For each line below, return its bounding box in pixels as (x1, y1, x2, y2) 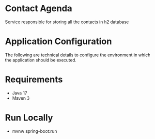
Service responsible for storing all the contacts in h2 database (5, 19, 129, 25)
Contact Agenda (5, 3, 73, 14)
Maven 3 (12, 95, 30, 101)
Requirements (5, 74, 63, 85)
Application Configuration (5, 36, 112, 47)
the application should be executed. (5, 57, 77, 63)
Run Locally (5, 112, 53, 123)
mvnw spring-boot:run (12, 128, 57, 134)
